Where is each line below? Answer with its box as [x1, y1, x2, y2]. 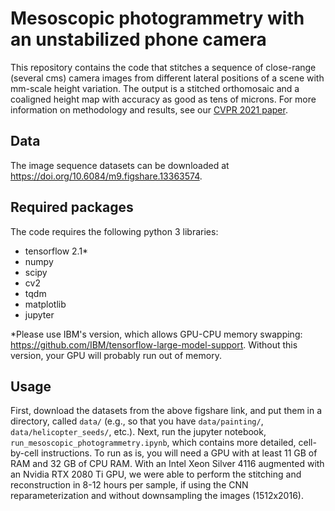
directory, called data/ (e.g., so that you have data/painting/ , [10, 415, 264, 427]
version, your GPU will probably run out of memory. [10, 349, 222, 361]
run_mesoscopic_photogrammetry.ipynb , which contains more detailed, [10, 437, 297, 449]
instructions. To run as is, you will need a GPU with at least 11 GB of [40, 447, 318, 459]
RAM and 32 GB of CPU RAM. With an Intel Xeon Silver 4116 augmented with [10, 458, 325, 470]
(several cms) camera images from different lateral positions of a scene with [10, 72, 325, 84]
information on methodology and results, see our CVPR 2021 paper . [10, 103, 288, 116]
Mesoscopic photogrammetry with [10, 7, 305, 30]
